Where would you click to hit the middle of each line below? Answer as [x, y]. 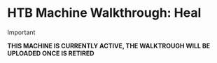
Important [21, 32]
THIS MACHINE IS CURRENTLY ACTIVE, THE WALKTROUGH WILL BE [109, 45]
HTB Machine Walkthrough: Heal [104, 13]
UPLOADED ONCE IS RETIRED [51, 53]
